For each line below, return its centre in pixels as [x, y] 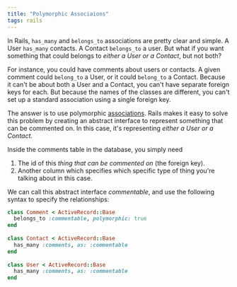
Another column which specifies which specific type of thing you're [116, 170]
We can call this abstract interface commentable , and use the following [111, 192]
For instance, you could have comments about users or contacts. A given [114, 69]
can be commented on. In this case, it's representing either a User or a [110, 128]
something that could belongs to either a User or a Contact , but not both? [114, 55]
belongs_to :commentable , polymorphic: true [80, 219]
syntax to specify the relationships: [58, 199]
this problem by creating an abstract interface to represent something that [115, 120]
